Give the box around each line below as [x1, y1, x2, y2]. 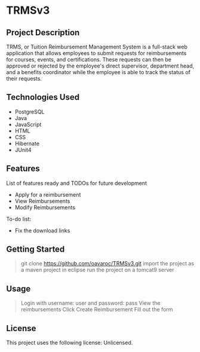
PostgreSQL [14, 108, 45, 115]
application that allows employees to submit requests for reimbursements [6, 50, 187, 57]
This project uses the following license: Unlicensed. [6, 339, 133, 347]
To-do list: [6, 215, 32, 222]
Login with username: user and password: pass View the [20, 299, 161, 307]
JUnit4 [14, 146, 32, 153]
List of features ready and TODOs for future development [6, 179, 147, 186]
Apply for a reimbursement [14, 191, 81, 198]
